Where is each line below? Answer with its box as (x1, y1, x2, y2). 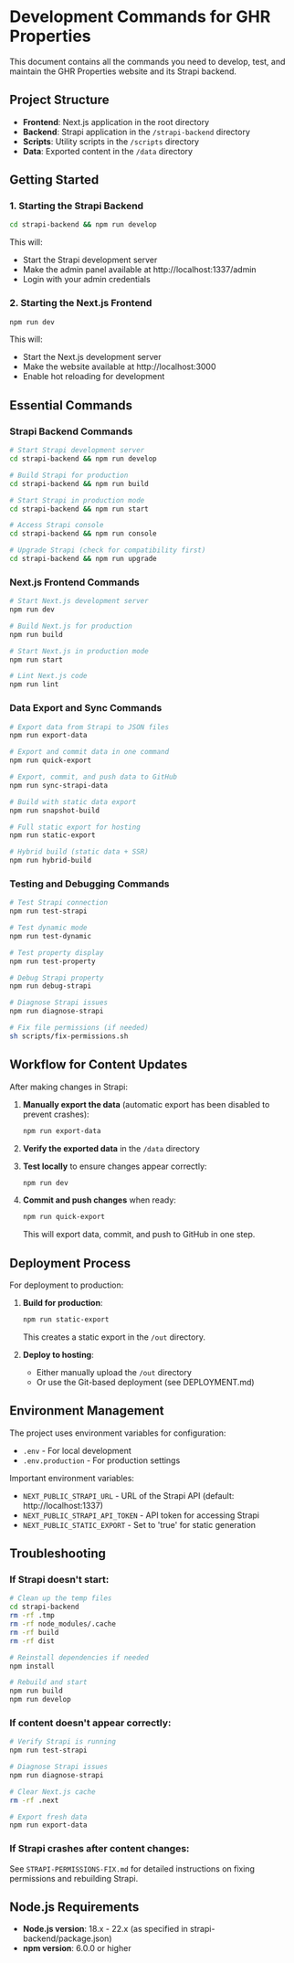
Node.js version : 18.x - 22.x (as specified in (22, 1924, 189, 1935)
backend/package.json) (22, 1933, 112, 1944)
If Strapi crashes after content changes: (9, 1842, 190, 1855)
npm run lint (9, 680, 59, 689)
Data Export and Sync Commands (9, 702, 163, 715)
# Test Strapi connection (9, 898, 108, 907)
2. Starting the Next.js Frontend (9, 297, 152, 310)
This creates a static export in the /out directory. (22, 1332, 205, 1342)
